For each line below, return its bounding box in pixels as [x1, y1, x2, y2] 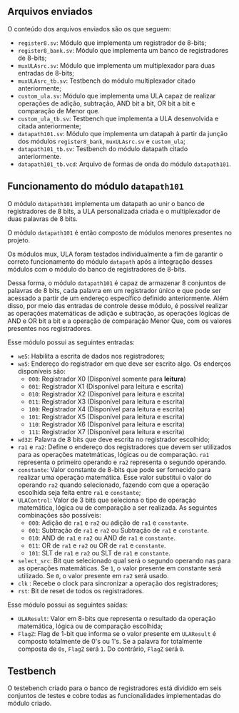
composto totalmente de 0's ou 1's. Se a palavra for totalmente [17, 637, 203, 645]
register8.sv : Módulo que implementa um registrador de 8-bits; [17, 39, 207, 47]
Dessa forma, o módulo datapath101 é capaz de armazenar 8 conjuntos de [7, 278, 226, 287]
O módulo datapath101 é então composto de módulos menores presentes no [7, 228, 232, 237]
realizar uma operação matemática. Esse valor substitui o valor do [17, 473, 212, 481]
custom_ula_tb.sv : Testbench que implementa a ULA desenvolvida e [17, 114, 219, 123]
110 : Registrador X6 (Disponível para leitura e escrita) [28, 420, 185, 429]
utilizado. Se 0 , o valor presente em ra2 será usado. [17, 571, 169, 580]
